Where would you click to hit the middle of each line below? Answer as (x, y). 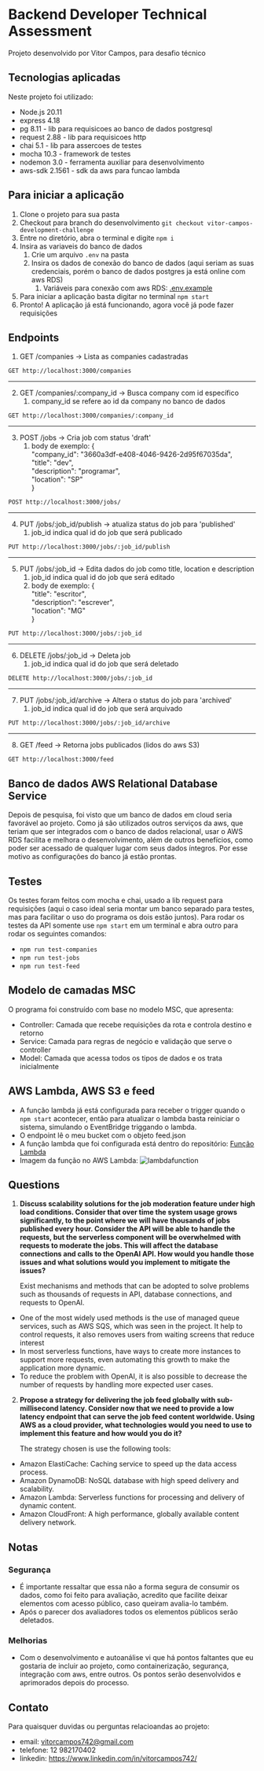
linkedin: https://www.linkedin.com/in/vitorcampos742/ (108, 1758)
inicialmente (39, 1066)
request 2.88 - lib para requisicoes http (83, 137)
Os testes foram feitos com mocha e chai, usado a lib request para (116, 900)
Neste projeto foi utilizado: (51, 97)
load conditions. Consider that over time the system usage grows (128, 1212)
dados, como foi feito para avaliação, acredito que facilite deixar (123, 1596)
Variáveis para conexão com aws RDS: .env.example (128, 288)
